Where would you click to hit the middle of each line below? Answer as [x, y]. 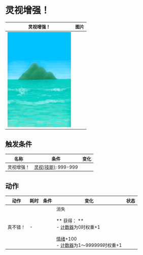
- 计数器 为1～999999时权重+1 [89, 245]
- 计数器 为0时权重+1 [78, 227]
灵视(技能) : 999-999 [56, 167]
